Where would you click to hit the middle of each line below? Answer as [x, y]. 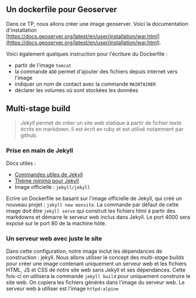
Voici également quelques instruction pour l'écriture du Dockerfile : [87, 54]
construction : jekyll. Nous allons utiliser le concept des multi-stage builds [95, 258]
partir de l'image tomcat [43, 65]
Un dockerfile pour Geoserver [61, 10]
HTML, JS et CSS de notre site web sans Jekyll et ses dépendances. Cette [96, 270]
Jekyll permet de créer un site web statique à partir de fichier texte [101, 123]
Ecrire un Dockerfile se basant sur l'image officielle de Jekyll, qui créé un [94, 198]
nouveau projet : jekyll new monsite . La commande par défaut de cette [92, 204]
